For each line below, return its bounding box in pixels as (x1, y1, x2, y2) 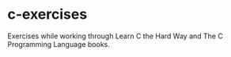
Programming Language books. (7, 39, 110, 48)
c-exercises (7, 5, 88, 23)
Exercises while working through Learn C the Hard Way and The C (7, 31, 223, 41)
